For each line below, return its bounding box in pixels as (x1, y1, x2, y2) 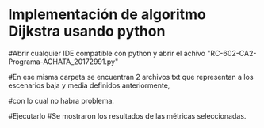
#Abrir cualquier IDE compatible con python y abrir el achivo (8, 48, 206, 58)
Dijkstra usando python (8, 22, 166, 40)
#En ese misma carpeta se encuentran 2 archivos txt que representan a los (8, 72, 254, 81)
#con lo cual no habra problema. (8, 96, 115, 105)
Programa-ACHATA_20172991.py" (8, 57, 119, 66)
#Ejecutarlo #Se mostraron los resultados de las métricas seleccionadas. (8, 111, 247, 120)
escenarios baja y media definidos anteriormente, (8, 81, 170, 90)
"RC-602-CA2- (207, 48, 257, 58)
